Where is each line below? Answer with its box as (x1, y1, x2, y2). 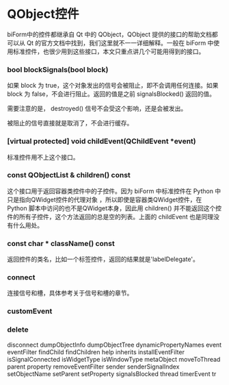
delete (7, 325, 29, 334)
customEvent (7, 306, 53, 316)
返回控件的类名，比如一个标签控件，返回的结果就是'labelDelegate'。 (7, 255, 200, 264)
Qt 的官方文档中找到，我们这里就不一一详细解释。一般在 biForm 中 (26, 38, 214, 47)
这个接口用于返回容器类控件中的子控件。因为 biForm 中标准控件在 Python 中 (7, 186, 221, 195)
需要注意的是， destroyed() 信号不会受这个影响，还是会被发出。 (7, 104, 187, 113)
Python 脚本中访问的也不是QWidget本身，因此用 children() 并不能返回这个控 (7, 203, 222, 212)
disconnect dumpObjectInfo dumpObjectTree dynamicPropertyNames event (7, 340, 222, 349)
